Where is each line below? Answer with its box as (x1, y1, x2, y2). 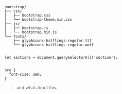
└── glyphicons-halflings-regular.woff (13, 42, 94, 47)
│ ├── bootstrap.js (4, 26, 49, 30)
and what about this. (16, 85, 58, 90)
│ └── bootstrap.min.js (4, 30, 57, 35)
